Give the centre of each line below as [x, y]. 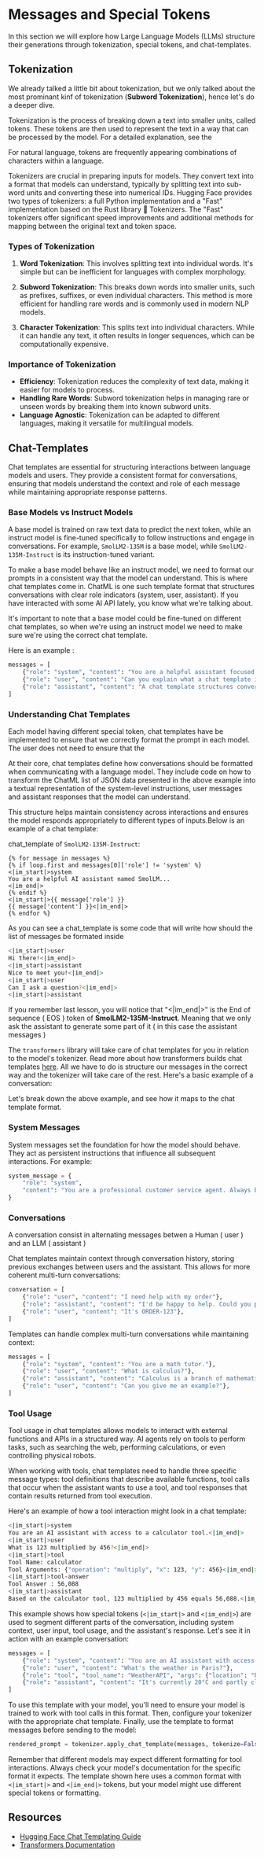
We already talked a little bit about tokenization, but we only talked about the [132, 88]
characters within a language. [56, 160]
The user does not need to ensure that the [77, 748]
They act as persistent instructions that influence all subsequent [112, 1153]
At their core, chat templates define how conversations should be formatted [131, 764]
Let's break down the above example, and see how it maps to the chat [122, 1099]
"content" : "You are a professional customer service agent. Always [137, 1190]
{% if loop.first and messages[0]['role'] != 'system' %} [105, 866]
